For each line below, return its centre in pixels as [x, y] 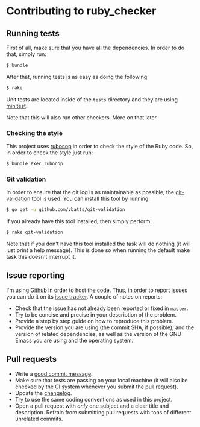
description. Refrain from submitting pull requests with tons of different [103, 412]
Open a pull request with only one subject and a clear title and [92, 406]
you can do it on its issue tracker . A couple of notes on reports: [84, 296]
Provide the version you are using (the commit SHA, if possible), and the [105, 327]
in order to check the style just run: [50, 153]
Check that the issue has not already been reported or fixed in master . [102, 308]
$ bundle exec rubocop [35, 164]
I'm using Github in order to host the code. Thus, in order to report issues [97, 290]
